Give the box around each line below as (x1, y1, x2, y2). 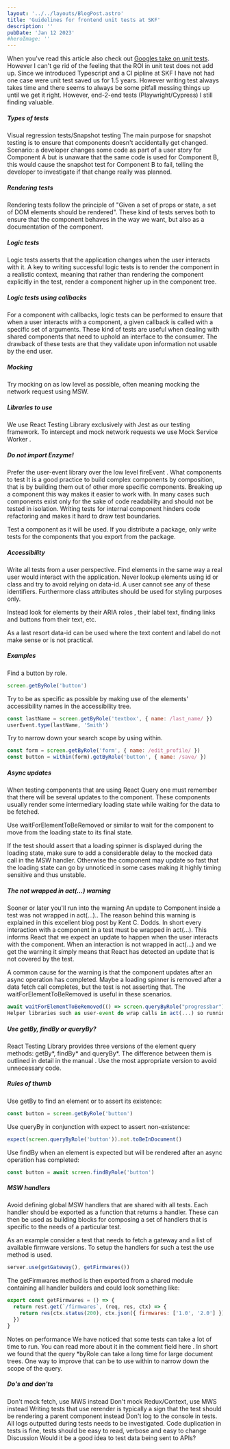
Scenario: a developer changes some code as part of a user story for (7, 146, 202, 155)
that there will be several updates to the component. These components (7, 793, 211, 801)
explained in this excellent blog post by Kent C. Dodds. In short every (7, 918, 202, 927)
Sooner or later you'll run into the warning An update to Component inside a (7, 904, 221, 912)
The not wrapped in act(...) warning (7, 887, 111, 895)
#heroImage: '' (7, 36, 51, 43)
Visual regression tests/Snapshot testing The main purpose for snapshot (7, 131, 212, 139)
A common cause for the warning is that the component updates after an (7, 968, 212, 977)
